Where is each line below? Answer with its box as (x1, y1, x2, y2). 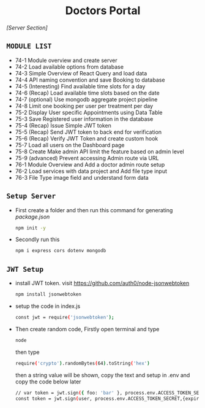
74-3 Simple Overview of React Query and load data (15, 69, 147, 77)
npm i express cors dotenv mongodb (15, 248, 106, 254)
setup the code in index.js (15, 302, 81, 310)
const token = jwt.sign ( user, (15, 395, 93, 402)
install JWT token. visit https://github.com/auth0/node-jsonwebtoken (15, 280, 190, 287)
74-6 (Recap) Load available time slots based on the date (15, 89, 160, 96)
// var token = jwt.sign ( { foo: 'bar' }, (15, 390, 123, 396)
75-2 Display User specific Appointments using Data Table (15, 109, 163, 116)
